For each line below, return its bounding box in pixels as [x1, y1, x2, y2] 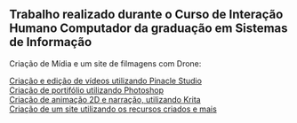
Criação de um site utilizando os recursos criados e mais [9, 104, 218, 114]
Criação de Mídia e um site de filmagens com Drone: [9, 58, 202, 69]
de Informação [9, 35, 92, 50]
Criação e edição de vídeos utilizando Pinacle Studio [9, 75, 203, 86]
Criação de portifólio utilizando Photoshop [9, 84, 165, 96]
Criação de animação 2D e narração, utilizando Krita [9, 94, 202, 104]
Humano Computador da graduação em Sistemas [9, 21, 288, 36]
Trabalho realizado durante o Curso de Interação [9, 7, 284, 22]
